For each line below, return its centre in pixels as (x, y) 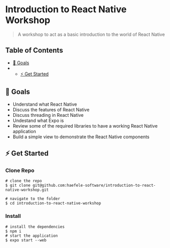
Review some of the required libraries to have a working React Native (85, 126)
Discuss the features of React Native (51, 109)
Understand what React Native (45, 104)
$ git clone (18, 185)
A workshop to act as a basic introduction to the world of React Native (91, 34)
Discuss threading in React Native (48, 115)
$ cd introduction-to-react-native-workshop (53, 203)
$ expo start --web (26, 240)
